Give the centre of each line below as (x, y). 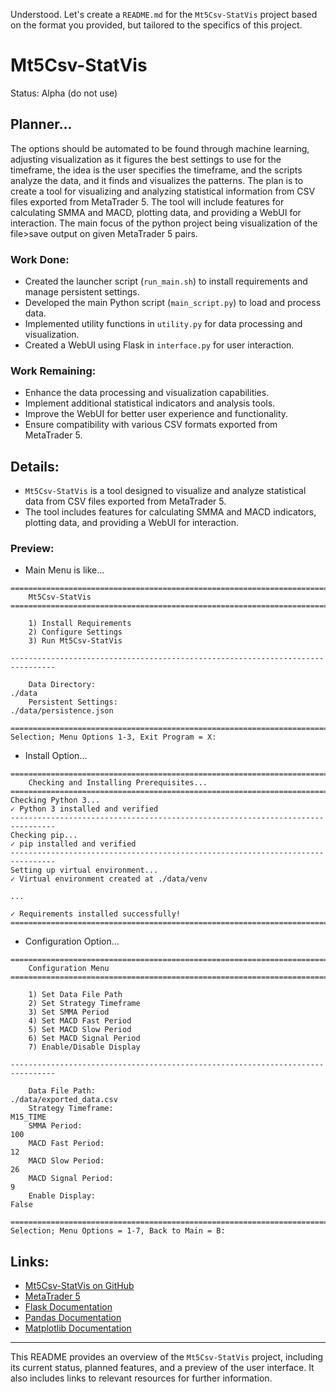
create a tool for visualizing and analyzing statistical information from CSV (163, 191)
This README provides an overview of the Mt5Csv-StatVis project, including (167, 1357)
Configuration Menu (69, 969)
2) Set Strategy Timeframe (84, 1004)
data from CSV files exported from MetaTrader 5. (125, 501)
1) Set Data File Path (75, 995)
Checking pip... (44, 835)
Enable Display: (62, 1196)
